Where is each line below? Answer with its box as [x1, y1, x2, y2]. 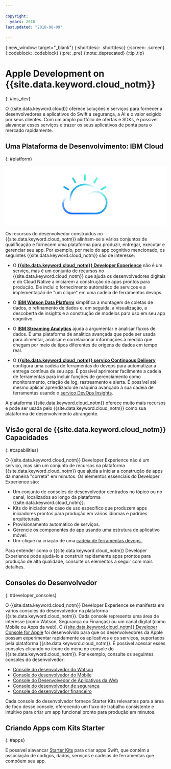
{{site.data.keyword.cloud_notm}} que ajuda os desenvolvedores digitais [12, 273, 166, 279]
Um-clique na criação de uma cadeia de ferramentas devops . [12, 537, 143, 543]
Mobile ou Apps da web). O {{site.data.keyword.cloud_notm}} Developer [5, 624, 158, 630]
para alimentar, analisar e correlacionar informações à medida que [12, 336, 153, 342]
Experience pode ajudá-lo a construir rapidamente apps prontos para [5, 553, 151, 559]
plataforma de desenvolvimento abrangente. [5, 410, 99, 416]
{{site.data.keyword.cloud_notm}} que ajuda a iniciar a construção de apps [5, 468, 163, 474]
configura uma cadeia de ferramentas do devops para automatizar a [12, 362, 157, 368]
